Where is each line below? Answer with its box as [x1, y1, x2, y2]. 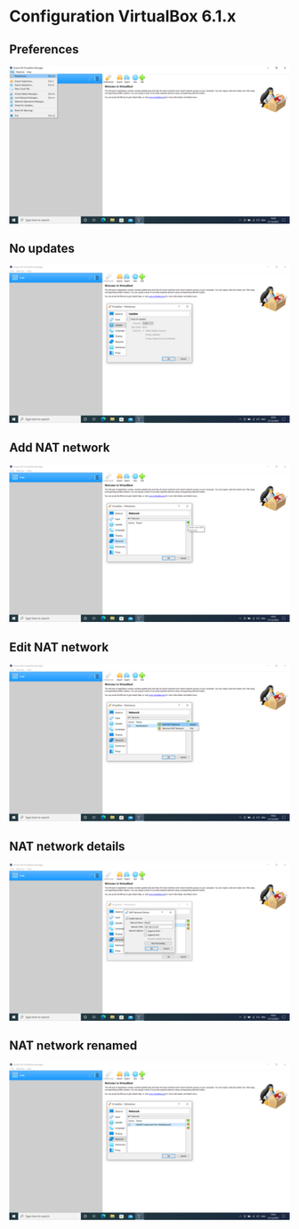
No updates [9, 240, 76, 255]
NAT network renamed [9, 1039, 138, 1054]
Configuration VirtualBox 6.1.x [9, 6, 237, 27]
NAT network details [9, 838, 125, 853]
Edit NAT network [9, 639, 109, 655]
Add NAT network [9, 441, 110, 456]
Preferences [9, 42, 79, 57]
